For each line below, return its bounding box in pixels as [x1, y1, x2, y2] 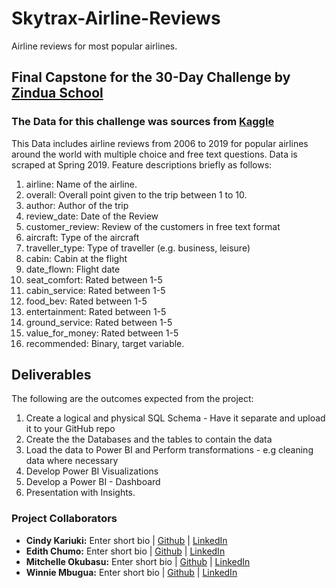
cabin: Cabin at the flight [25, 252, 128, 264]
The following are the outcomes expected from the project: [11, 393, 254, 405]
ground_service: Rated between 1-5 [25, 316, 173, 328]
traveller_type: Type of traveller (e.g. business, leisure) [25, 242, 251, 254]
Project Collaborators [11, 512, 118, 526]
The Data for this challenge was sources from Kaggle [11, 115, 275, 129]
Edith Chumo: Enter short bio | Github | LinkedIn [25, 545, 226, 557]
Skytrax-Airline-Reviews [11, 7, 221, 30]
